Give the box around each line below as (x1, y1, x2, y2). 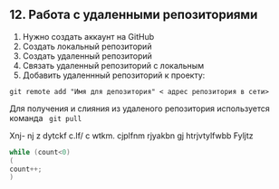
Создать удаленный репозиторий (22, 50, 152, 61)
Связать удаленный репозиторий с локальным (22, 60, 205, 71)
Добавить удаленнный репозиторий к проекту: (22, 70, 206, 80)
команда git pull (9, 112, 82, 123)
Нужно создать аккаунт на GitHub (22, 31, 155, 42)
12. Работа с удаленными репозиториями (9, 7, 258, 23)
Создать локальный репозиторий (22, 41, 152, 52)
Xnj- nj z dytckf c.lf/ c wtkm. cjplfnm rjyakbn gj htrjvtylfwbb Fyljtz (9, 130, 254, 141)
